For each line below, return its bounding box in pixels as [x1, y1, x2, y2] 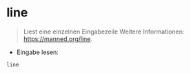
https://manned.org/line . [23, 34, 93, 42]
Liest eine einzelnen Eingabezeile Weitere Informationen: [23, 27, 185, 36]
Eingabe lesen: [16, 48, 59, 56]
